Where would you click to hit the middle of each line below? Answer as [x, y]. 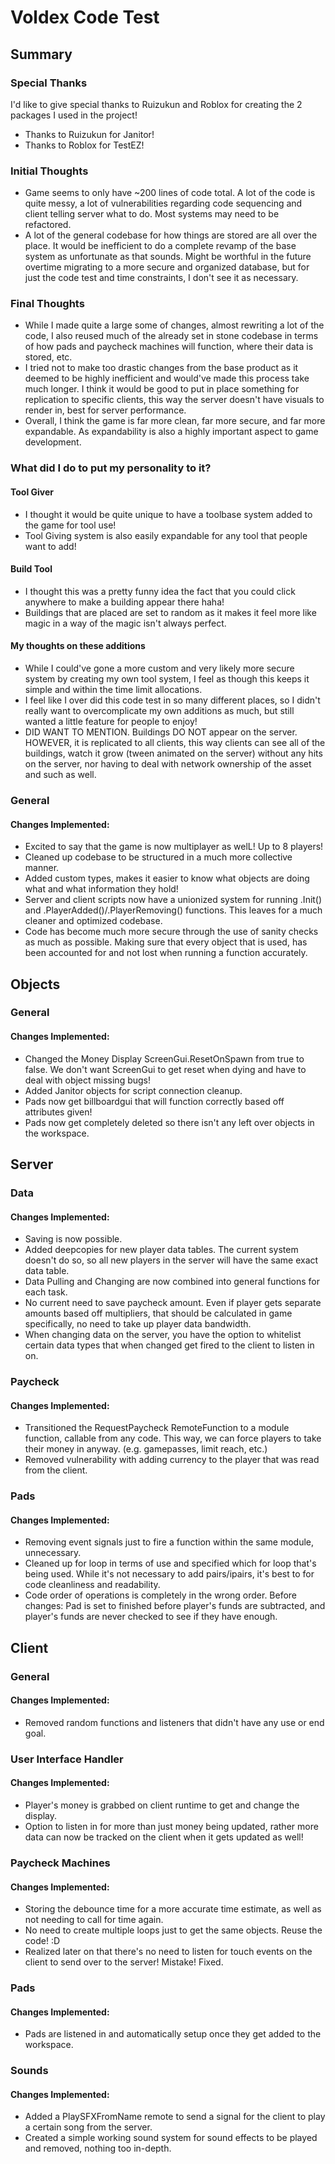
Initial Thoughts [49, 171]
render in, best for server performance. [105, 410]
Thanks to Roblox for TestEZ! [84, 145]
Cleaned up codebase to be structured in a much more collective [158, 857]
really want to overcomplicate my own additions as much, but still [159, 710]
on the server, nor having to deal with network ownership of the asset [168, 764]
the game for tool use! [70, 525]
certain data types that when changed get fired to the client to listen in [169, 1345]
